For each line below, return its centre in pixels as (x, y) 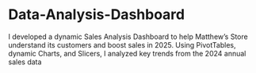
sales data (25, 62)
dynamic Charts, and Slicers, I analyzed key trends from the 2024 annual (127, 53)
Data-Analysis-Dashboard (96, 15)
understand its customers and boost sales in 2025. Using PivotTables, (122, 44)
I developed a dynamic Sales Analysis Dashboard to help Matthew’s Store (128, 36)
